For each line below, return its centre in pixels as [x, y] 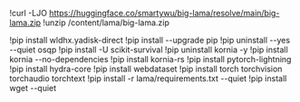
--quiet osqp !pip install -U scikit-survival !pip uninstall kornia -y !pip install [149, 50]
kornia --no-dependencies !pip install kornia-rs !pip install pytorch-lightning [150, 59]
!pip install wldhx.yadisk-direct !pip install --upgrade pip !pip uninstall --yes [150, 40]
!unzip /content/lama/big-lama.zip [106, 23]
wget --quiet [33, 88]
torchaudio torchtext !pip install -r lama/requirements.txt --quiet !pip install [148, 79]
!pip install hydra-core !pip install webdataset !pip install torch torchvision [146, 69]
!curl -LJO [29, 13]
